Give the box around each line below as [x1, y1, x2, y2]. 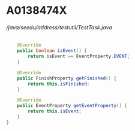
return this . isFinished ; [28, 81, 90, 87]
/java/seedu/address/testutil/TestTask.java [6, 23, 113, 31]
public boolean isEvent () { [17, 48, 87, 54]
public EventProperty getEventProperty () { [17, 103, 128, 109]
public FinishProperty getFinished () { [17, 75, 117, 81]
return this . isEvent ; [28, 108, 82, 114]
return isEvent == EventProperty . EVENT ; [28, 53, 130, 60]
